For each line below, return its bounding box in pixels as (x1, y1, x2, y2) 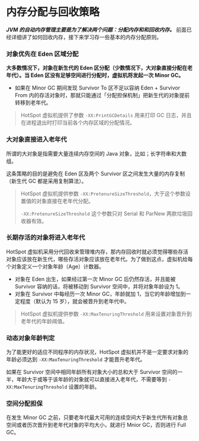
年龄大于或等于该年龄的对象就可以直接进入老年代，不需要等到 (16, 376, 167, 383)
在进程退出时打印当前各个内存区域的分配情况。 (20, 119, 135, 126)
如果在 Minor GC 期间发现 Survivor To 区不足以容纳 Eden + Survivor (14, 84, 181, 92)
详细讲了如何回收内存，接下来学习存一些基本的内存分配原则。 (11, 33, 162, 40)
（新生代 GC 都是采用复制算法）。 (6, 177, 87, 184)
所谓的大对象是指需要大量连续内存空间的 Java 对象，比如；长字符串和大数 (6, 150, 187, 157)
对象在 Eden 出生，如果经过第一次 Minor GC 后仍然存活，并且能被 (14, 275, 176, 282)
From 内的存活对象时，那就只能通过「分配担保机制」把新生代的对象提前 (14, 92, 190, 99)
